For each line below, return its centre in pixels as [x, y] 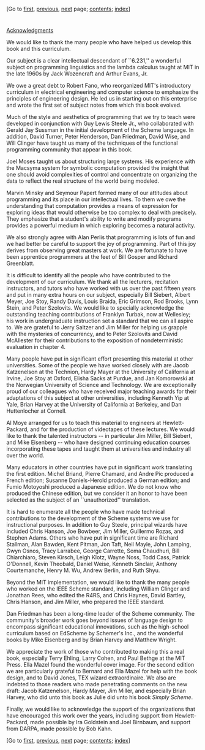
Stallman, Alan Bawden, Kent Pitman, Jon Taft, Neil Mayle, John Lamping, [99, 545]
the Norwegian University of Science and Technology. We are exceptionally [102, 385]
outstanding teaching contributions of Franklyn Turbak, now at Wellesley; [99, 315]
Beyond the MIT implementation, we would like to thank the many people [98, 583]
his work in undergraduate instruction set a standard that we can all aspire [100, 321]
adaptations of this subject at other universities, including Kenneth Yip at [98, 398]
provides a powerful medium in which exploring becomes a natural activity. [101, 226]
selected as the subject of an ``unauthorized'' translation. [78, 500]
